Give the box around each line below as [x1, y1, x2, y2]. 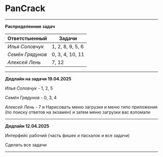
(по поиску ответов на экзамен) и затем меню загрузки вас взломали [5, 109, 150, 115]
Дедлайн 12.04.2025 [5, 123, 49, 129]
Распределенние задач [5, 23, 55, 29]
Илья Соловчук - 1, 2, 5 [5, 85, 53, 91]
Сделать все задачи [5, 141, 47, 148]
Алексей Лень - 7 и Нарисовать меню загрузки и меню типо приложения [5, 104, 158, 110]
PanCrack [5, 3, 46, 14]
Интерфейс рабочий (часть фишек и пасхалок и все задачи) [5, 132, 130, 138]
